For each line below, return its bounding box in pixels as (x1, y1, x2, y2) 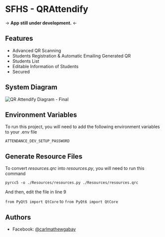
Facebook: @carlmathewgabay (12, 226, 76, 232)
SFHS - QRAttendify (5, 3, 88, 15)
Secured (12, 69, 30, 75)
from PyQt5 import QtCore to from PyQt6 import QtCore (5, 199, 118, 205)
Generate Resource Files (5, 152, 83, 160)
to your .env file (5, 129, 37, 135)
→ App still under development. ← (5, 20, 77, 26)
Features (5, 34, 33, 43)
